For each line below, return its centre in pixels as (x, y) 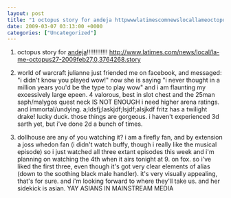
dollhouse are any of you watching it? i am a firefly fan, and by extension (120, 137)
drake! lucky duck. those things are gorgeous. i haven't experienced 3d (118, 117)
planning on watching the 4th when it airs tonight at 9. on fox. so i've (114, 159)
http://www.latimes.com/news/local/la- (164, 52)
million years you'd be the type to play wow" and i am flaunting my (111, 87)
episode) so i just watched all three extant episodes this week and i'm (115, 152)
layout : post (26, 13)
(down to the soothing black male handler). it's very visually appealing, (117, 174)
